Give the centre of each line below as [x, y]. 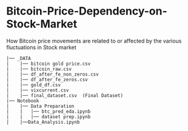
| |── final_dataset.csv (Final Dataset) [65, 95]
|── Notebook [23, 101]
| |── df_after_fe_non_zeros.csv [52, 74]
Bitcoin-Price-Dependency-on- [87, 11]
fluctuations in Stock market [42, 47]
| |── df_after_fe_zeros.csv [47, 79]
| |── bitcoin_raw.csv [39, 69]
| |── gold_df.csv [34, 85]
